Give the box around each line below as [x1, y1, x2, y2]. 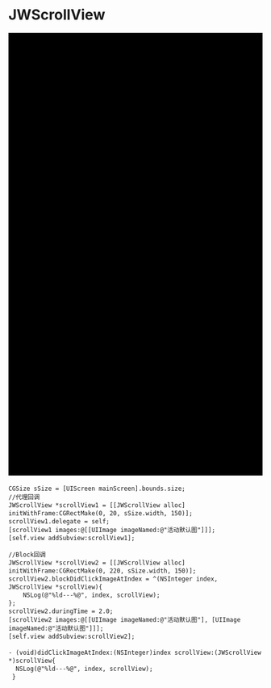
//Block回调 [8, 551, 46, 559]
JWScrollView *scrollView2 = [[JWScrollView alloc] [8, 559, 186, 567]
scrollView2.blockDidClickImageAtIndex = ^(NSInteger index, [8, 575, 219, 583]
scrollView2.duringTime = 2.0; [8, 607, 114, 615]
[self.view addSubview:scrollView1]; [8, 535, 135, 543]
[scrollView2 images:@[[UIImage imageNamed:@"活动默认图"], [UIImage [8, 616, 241, 624]
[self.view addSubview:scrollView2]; [8, 632, 135, 641]
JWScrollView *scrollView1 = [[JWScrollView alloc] [8, 501, 186, 510]
